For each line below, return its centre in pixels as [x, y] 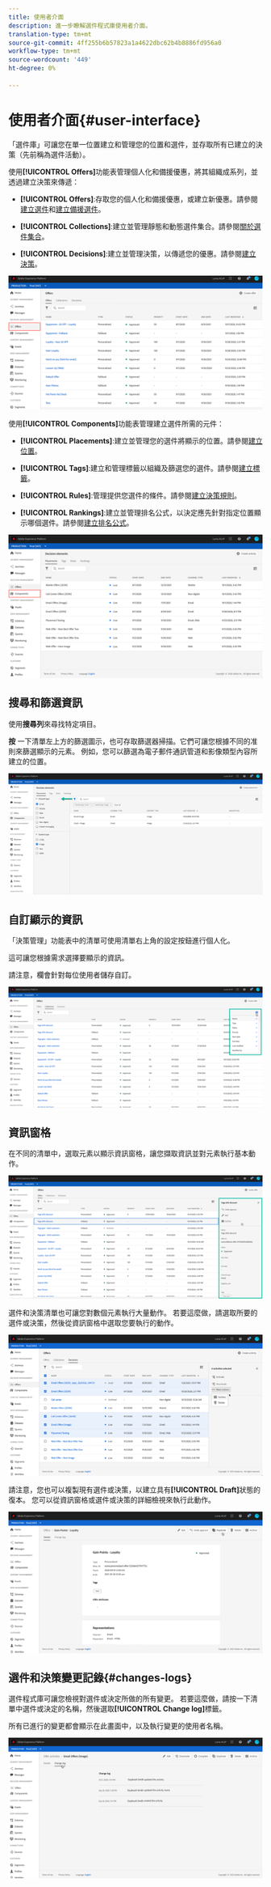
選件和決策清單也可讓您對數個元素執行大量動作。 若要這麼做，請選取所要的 [133, 1313]
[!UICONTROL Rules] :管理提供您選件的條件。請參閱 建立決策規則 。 [131, 496]
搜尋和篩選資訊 [46, 703]
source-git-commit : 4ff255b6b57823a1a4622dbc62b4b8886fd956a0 [115, 43]
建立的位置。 [29, 761]
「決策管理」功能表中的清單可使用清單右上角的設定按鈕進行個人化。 [121, 941]
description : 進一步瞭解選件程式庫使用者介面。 [80, 25]
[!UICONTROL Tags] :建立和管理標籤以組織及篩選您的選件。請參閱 [129, 469]
